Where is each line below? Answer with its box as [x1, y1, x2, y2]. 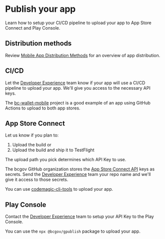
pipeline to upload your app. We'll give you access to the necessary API [5, 85, 151, 91]
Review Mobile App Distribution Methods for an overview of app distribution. [5, 52, 161, 58]
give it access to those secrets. [5, 176, 68, 183]
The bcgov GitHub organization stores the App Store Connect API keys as [5, 166, 155, 172]
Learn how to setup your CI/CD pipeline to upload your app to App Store [5, 20, 152, 26]
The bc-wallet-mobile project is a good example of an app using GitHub [5, 100, 151, 105]
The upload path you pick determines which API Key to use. [5, 157, 127, 163]
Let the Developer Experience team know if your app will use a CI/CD [5, 80, 145, 86]
